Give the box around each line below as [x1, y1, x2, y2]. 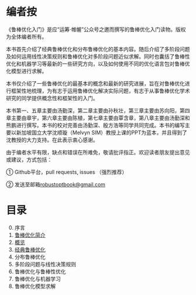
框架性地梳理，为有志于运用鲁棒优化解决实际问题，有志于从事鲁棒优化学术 [10, 87, 190, 94]
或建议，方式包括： [6, 156, 52, 163]
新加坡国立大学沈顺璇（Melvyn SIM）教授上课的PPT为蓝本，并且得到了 [16, 129, 188, 136]
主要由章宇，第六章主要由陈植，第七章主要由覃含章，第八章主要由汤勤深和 [10, 114, 190, 121]
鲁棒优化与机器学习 [14, 275, 61, 282]
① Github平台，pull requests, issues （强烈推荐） [6, 168, 127, 176]
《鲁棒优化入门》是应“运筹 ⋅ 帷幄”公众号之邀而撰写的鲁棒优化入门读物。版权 [6, 26, 186, 33]
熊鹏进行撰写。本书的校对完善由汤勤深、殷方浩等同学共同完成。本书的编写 [6, 121, 185, 129]
